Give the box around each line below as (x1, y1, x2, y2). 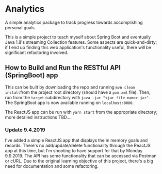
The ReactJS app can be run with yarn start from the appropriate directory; (5, 109, 158, 115)
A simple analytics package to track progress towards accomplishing (5, 19, 143, 25)
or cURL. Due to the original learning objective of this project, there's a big (5, 158, 154, 164)
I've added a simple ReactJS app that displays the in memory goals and (5, 138, 148, 143)
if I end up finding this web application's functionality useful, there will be (5, 44, 151, 50)
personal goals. (5, 24, 36, 30)
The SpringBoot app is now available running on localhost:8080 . (5, 100, 134, 105)
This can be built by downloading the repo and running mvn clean (5, 84, 135, 90)
